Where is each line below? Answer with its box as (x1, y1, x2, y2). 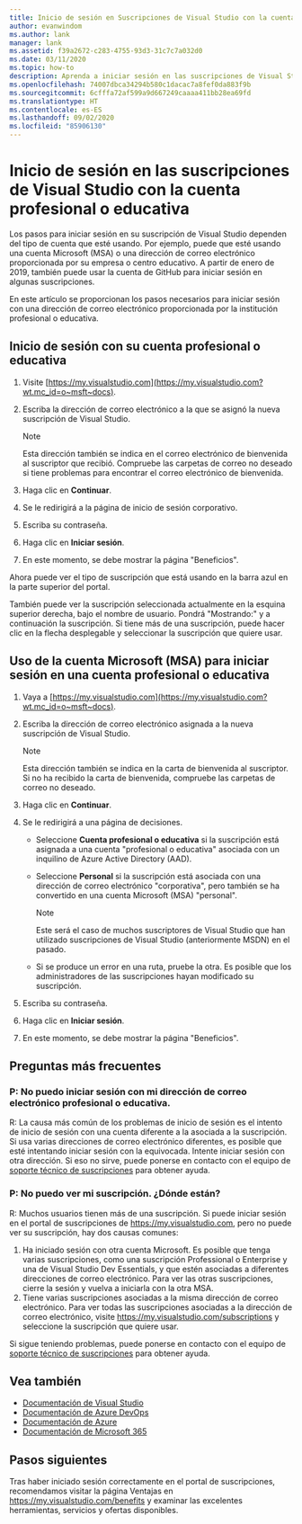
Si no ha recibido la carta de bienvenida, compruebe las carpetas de (22, 772, 276, 783)
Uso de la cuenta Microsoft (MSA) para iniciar (9, 654, 270, 669)
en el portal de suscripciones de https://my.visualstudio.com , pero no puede (9, 1217, 292, 1228)
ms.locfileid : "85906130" (9, 122, 106, 131)
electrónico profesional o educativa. (9, 1096, 171, 1109)
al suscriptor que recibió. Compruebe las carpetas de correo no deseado (22, 458, 293, 468)
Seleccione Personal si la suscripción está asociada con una (35, 870, 262, 881)
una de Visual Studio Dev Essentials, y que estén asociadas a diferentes (22, 1263, 289, 1274)
